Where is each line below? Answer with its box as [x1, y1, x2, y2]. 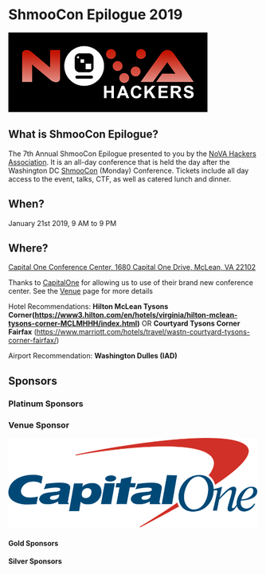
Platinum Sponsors [8, 398, 84, 409]
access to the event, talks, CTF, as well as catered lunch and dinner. [8, 174, 232, 184]
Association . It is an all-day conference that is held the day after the [8, 157, 230, 166]
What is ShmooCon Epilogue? [8, 127, 159, 141]
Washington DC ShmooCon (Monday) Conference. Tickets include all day [8, 166, 249, 175]
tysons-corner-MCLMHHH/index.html [8, 318, 138, 328]
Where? [8, 241, 49, 255]
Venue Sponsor [8, 420, 70, 431]
